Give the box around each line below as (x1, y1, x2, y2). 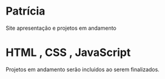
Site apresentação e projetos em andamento (5, 24, 116, 32)
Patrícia (5, 4, 45, 18)
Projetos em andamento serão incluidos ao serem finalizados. (5, 66, 160, 73)
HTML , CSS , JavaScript (5, 46, 131, 60)
